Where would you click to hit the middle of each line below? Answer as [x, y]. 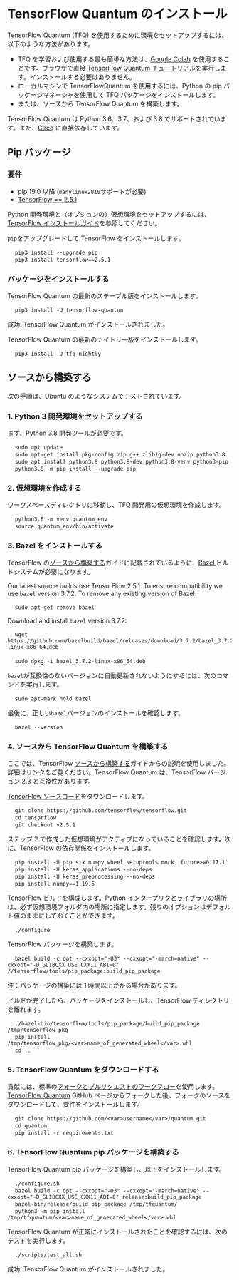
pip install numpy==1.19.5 [54, 884]
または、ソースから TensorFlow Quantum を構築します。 [100, 103]
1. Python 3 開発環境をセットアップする [75, 416]
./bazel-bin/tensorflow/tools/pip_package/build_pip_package [107, 1023]
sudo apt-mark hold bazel [53, 699]
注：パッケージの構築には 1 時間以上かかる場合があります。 [94, 985]
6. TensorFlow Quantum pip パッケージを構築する [94, 1152]
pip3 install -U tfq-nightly [58, 354]
